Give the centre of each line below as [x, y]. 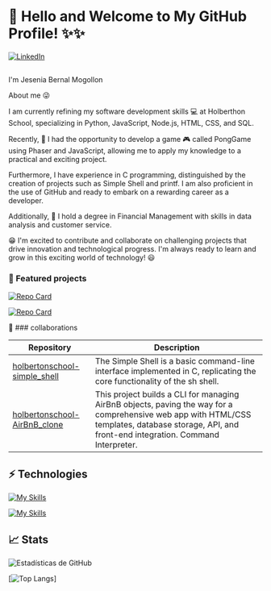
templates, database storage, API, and [167, 424]
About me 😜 [29, 95]
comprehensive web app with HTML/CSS [173, 414]
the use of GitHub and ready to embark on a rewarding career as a [119, 192]
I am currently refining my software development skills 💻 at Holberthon [127, 111]
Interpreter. [117, 444]
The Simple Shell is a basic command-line [175, 360]
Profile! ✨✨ [47, 33]
